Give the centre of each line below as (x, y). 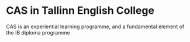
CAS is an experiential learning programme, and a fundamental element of (95, 26)
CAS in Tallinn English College (80, 11)
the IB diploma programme (38, 32)
